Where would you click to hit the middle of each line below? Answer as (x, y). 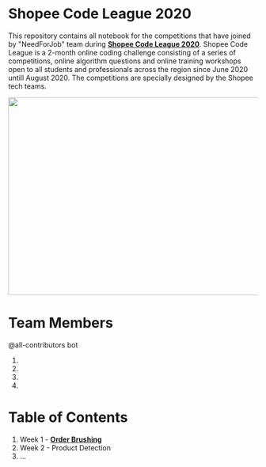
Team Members (61, 323)
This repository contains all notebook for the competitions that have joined (129, 36)
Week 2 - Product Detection (65, 447)
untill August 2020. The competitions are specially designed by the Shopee (131, 78)
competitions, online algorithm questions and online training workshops (125, 61)
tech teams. (28, 86)
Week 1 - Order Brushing (61, 439)
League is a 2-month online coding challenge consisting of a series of (122, 52)
